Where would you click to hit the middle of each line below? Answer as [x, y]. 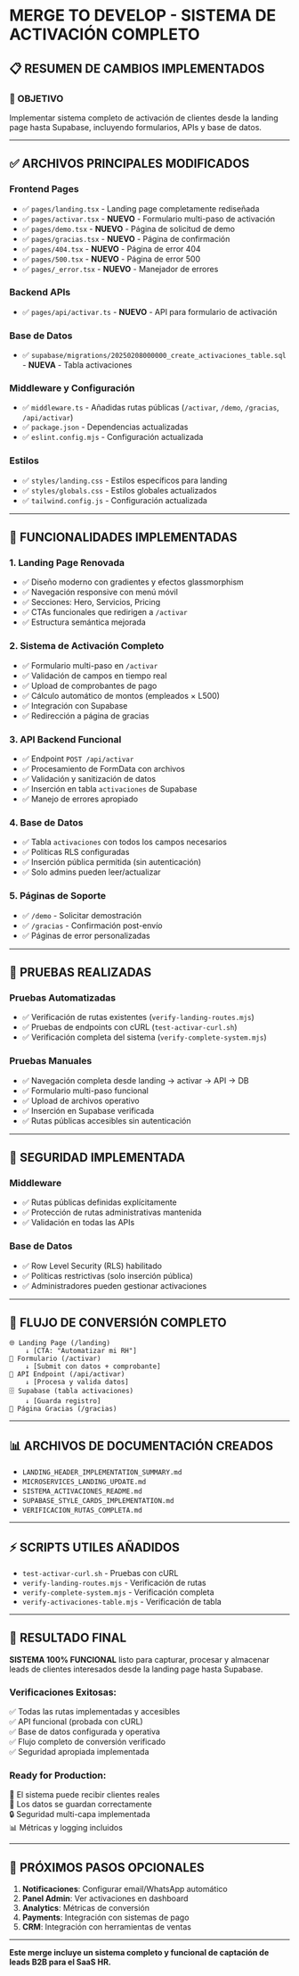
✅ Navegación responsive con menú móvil [100, 592]
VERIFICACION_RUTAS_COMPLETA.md [82, 1511]
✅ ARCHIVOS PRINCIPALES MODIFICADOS [129, 164]
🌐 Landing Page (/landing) [60, 1343]
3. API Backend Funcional [65, 739]
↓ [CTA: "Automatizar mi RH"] [81, 1351]
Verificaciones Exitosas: [63, 1692]
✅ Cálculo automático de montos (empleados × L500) [121, 695]
